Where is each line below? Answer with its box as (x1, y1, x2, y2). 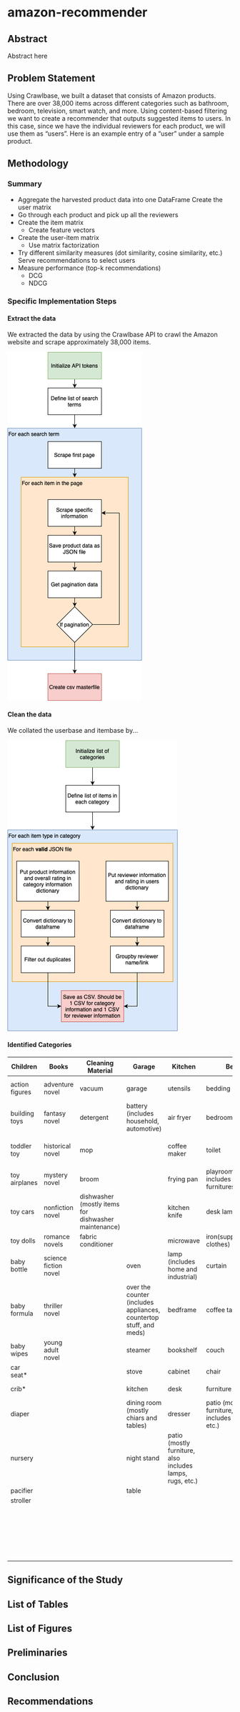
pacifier (10, 1486, 34, 1495)
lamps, (167, 1468, 188, 1477)
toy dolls (10, 1236, 36, 1245)
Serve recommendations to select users (17, 256, 136, 264)
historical (44, 1142, 71, 1151)
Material (87, 1066, 113, 1075)
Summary (7, 179, 43, 189)
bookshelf (167, 1346, 198, 1354)
